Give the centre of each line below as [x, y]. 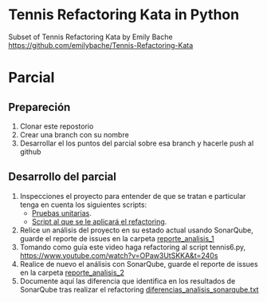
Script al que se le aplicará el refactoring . [99, 221]
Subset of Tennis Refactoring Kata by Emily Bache [90, 37]
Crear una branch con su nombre [74, 134]
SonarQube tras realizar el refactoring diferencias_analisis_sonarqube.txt [139, 289]
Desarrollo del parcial [63, 177]
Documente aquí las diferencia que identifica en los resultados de [128, 280]
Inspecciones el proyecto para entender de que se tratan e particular [133, 196]
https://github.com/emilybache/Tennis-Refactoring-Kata [101, 45]
